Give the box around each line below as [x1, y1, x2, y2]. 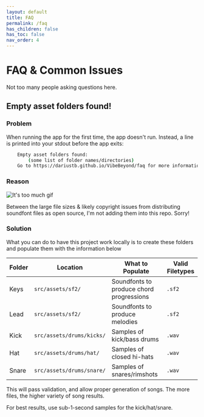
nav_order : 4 [6, 37, 39, 43]
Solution [6, 225, 32, 233]
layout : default [6, 9, 47, 15]
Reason [6, 177, 29, 186]
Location [56, 263, 83, 272]
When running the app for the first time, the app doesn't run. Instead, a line [6, 133, 194, 141]
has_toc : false [6, 32, 45, 38]
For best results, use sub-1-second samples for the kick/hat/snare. [6, 404, 173, 411]
